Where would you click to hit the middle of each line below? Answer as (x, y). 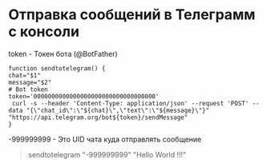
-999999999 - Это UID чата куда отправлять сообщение (105, 139)
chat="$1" (25, 75)
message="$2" (30, 82)
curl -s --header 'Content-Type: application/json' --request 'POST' (130, 103)
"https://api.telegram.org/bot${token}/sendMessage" (98, 117)
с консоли (44, 32)
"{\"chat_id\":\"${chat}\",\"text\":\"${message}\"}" (118, 110)
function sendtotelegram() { (57, 68)
